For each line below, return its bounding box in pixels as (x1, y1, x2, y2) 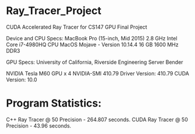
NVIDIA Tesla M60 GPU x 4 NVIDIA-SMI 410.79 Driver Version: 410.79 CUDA (6, 70, 190, 77)
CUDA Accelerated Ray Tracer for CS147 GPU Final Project (6, 23, 148, 30)
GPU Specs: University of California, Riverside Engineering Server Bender (6, 59, 183, 66)
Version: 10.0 (6, 76, 37, 83)
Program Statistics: (6, 97, 102, 110)
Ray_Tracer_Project (6, 4, 102, 18)
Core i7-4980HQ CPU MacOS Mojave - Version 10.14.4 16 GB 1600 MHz (6, 41, 179, 48)
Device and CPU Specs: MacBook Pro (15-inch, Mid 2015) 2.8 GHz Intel (6, 35, 177, 42)
